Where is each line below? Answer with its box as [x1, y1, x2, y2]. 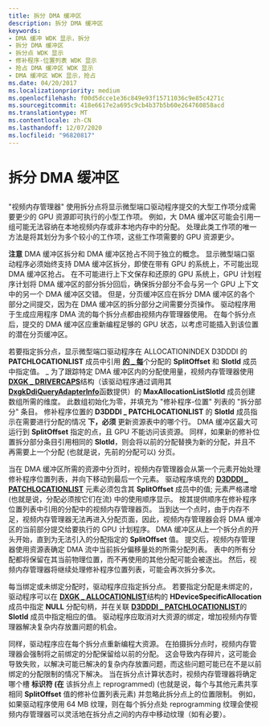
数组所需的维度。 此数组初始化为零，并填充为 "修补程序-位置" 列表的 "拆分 [8, 397, 255, 407]
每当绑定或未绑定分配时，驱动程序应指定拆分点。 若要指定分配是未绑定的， [8, 582, 257, 592]
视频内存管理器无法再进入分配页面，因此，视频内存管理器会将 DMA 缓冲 [22, 515, 261, 524]
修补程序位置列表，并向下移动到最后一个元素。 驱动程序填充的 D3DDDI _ [8, 474, 249, 484]
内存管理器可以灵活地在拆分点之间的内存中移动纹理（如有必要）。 [14, 709, 231, 720]
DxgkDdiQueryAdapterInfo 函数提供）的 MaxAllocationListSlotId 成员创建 [8, 387, 256, 396]
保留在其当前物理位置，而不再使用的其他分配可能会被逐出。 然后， [29, 555, 250, 564]
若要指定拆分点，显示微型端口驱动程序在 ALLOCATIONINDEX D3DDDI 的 [8, 347, 247, 356]
